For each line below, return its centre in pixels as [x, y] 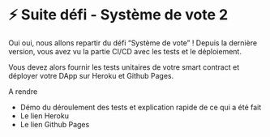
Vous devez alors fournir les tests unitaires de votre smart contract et [124, 67]
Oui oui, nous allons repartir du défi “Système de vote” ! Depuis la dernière [133, 43]
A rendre [23, 91]
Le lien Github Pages [55, 124]
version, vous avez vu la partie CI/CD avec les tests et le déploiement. [125, 51]
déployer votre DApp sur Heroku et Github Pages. [91, 75]
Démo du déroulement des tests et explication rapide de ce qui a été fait [141, 107]
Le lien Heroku [44, 116]
